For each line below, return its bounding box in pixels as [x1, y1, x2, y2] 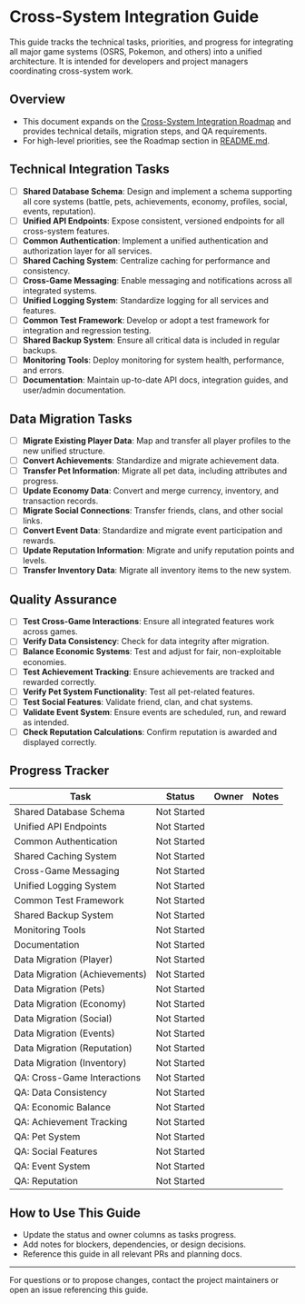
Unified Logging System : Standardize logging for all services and [22, 294, 270, 305]
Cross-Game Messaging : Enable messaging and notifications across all [22, 274, 292, 285]
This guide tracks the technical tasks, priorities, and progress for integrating [9, 36, 293, 47]
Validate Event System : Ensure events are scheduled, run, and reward [22, 706, 287, 717]
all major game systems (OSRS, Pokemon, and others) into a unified [9, 45, 263, 56]
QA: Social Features [14, 1145, 98, 1158]
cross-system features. [22, 225, 111, 236]
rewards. [22, 535, 56, 546]
